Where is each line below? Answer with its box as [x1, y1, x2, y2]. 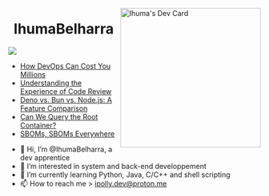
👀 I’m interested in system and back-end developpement [19, 161, 207, 171]
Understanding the [19, 78, 82, 88]
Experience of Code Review [19, 86, 112, 96]
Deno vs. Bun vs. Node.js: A [19, 95, 112, 104]
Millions [19, 69, 46, 79]
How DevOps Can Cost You [19, 61, 111, 71]
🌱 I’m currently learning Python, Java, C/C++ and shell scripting [19, 170, 231, 179]
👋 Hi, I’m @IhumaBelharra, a [19, 144, 113, 154]
